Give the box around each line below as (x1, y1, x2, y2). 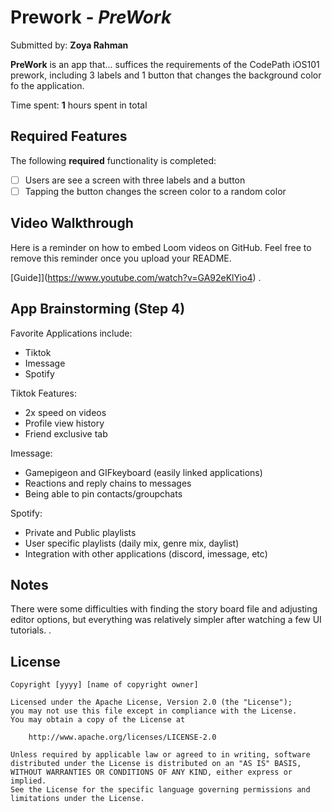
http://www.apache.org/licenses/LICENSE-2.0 (28, 732, 217, 743)
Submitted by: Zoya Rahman (10, 39, 129, 51)
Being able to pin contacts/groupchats (24, 487, 183, 500)
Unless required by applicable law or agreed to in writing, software (10, 750, 311, 760)
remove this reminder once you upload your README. (10, 252, 232, 264)
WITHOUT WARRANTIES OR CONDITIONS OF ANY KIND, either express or (10, 767, 293, 778)
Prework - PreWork (10, 6, 172, 29)
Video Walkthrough (10, 215, 134, 232)
